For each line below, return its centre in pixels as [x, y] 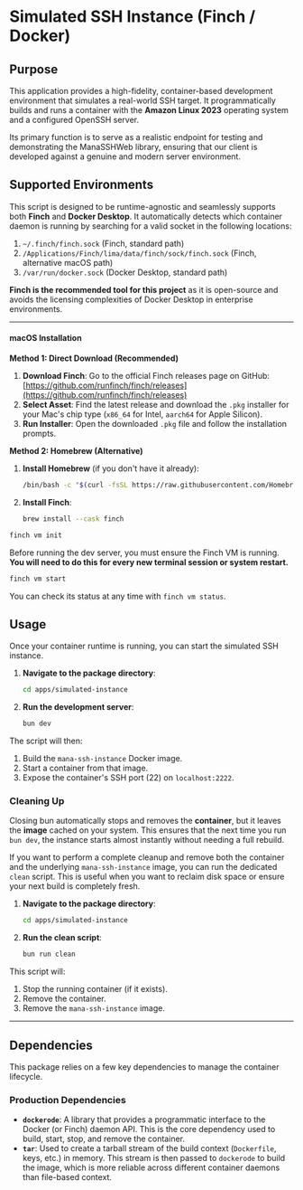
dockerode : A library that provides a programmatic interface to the [144, 1119]
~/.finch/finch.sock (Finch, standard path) [103, 243]
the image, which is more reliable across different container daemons [151, 1167]
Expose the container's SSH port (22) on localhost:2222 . [128, 778]
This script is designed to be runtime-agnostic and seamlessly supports [143, 206]
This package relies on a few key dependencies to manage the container [144, 1067]
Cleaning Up [37, 801]
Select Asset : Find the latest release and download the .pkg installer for [156, 405]
